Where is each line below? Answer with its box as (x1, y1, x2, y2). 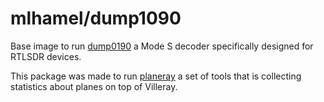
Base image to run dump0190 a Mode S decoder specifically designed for (10, 40, 314, 52)
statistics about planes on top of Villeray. (10, 80, 178, 92)
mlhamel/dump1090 (10, 7, 182, 30)
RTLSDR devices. (10, 50, 82, 62)
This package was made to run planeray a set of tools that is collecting (10, 70, 302, 82)
